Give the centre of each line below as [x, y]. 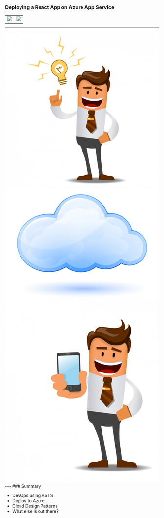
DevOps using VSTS [32, 495]
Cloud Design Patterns [35, 506]
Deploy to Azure [28, 500]
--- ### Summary [23, 486]
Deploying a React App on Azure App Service [60, 7]
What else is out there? [35, 511]
